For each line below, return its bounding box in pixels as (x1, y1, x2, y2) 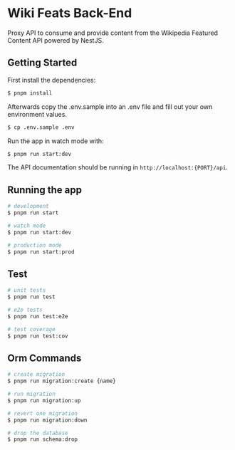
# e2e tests (7, 306, 43, 313)
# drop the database (7, 429, 69, 436)
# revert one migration (7, 409, 78, 417)
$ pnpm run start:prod (7, 248, 75, 256)
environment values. (7, 110, 68, 118)
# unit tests (7, 287, 46, 294)
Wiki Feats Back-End (7, 5, 132, 21)
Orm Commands (7, 352, 82, 364)
